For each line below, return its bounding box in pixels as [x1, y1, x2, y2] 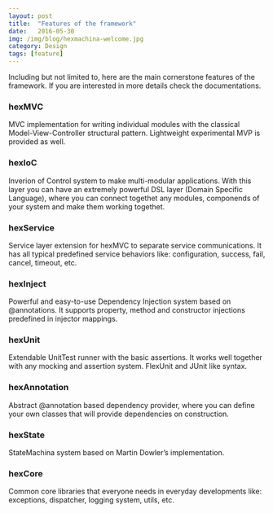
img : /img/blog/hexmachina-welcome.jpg [8, 34, 144, 43]
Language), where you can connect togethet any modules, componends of [8, 193, 260, 203]
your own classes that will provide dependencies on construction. [8, 409, 230, 419]
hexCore [8, 468, 43, 479]
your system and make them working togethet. [8, 201, 165, 212]
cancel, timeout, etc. [8, 257, 77, 267]
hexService [8, 221, 55, 233]
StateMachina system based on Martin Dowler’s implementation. [8, 448, 225, 458]
